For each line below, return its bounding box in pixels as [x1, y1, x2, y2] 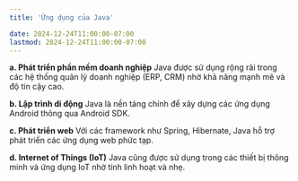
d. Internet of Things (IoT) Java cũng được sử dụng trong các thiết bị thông [9, 152, 289, 163]
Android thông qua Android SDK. [9, 108, 130, 119]
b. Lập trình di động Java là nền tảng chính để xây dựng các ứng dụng [9, 99, 271, 109]
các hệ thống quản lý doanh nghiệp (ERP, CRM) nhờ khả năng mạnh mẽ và [9, 72, 285, 82]
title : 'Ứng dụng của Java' [9, 13, 115, 22]
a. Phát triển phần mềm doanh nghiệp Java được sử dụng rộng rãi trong [9, 62, 278, 73]
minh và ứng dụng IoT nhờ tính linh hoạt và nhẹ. [9, 162, 186, 173]
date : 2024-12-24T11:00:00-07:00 [9, 29, 135, 39]
